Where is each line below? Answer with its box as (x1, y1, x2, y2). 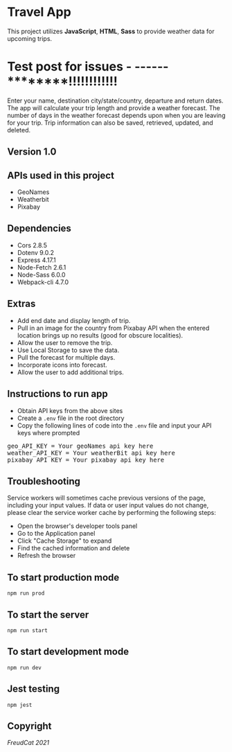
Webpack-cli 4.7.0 (17, 278, 69, 286)
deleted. (7, 125, 31, 134)
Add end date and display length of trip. (17, 316, 131, 324)
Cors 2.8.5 (17, 241, 47, 250)
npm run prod (7, 590, 45, 597)
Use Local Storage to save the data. (17, 346, 120, 354)
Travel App (7, 4, 71, 20)
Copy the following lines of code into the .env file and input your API (17, 421, 212, 430)
